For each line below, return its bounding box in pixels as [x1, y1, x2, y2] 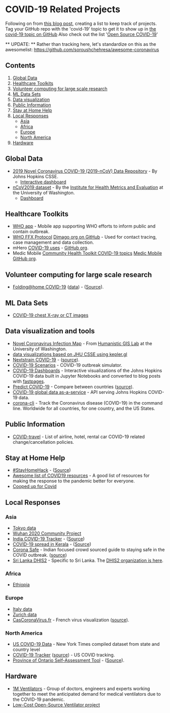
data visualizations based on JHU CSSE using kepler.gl [12, 351, 128, 357]
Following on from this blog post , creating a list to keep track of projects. [5, 20, 157, 26]
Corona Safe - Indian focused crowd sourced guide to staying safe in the [12, 547, 165, 553]
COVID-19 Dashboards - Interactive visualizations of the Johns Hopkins [12, 367, 162, 374]
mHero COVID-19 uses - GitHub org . [12, 245, 89, 251]
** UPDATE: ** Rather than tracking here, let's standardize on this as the [5, 41, 156, 47]
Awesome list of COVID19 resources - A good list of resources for [12, 472, 150, 479]
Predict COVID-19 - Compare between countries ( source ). [12, 383, 134, 390]
